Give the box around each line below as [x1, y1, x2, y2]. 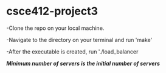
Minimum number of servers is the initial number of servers [6, 60, 160, 67]
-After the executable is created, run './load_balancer [6, 47, 139, 55]
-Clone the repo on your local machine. [6, 24, 105, 32]
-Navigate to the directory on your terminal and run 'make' [6, 36, 153, 43]
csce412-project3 [6, 4, 99, 18]
